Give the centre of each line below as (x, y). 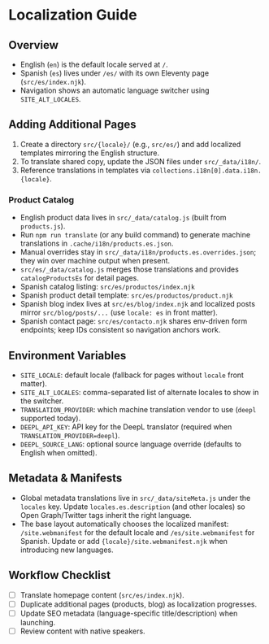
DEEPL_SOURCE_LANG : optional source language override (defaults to (131, 444)
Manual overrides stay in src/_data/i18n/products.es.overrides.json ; (138, 252)
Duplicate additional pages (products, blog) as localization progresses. (139, 604)
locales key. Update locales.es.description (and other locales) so (132, 507)
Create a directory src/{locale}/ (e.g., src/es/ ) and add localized (130, 144)
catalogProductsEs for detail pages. (80, 278)
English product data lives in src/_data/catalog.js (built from (123, 218)
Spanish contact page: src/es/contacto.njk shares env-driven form (134, 321)
